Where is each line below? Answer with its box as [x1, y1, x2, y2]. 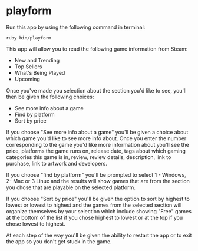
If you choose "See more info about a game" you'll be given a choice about [6, 128, 189, 136]
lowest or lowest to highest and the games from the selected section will [6, 202, 182, 209]
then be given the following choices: [6, 93, 94, 100]
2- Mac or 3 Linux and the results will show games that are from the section [6, 177, 190, 184]
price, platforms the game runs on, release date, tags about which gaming [6, 147, 186, 154]
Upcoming [14, 75, 40, 82]
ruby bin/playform [6, 35, 51, 41]
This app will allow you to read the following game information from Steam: [6, 45, 188, 52]
